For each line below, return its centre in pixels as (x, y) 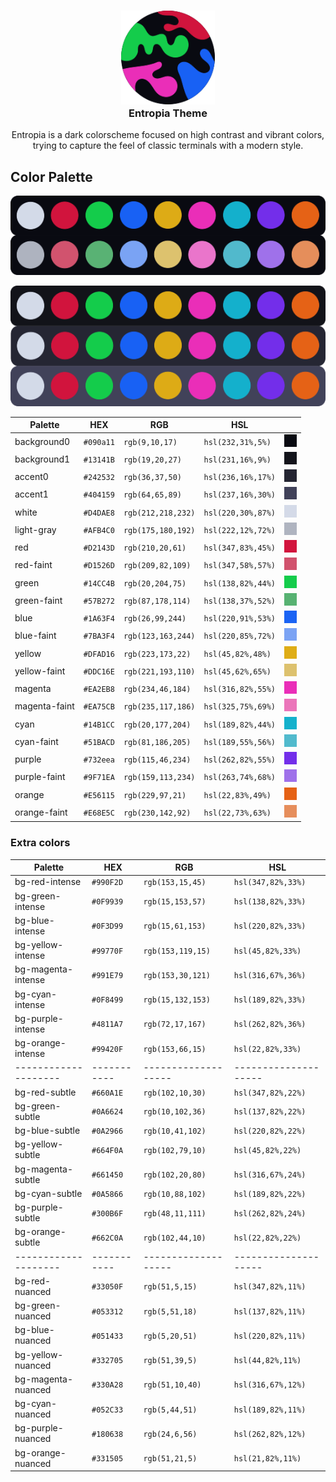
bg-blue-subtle (47, 1131)
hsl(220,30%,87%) (240, 513)
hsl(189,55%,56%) (240, 742)
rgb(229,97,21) (155, 795)
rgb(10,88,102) (175, 1194)
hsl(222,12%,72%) (240, 530)
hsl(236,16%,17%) (240, 478)
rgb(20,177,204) (157, 725)
